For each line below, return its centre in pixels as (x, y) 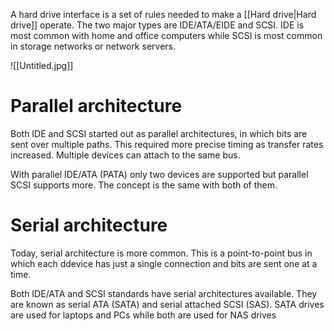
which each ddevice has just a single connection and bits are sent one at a (164, 263)
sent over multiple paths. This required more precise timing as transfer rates (167, 144)
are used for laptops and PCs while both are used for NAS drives (143, 315)
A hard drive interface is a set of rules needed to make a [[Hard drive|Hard (163, 14)
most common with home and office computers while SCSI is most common (166, 35)
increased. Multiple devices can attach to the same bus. (125, 155)
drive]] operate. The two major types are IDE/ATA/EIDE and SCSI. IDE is (157, 25)
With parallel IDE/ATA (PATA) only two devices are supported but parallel (159, 174)
